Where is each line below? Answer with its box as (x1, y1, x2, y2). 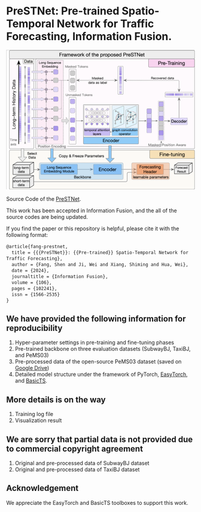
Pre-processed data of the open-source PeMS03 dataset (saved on (14, 358, 182, 365)
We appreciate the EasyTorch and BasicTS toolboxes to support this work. (6, 499, 188, 506)
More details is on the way (6, 394, 106, 405)
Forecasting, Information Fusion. (6, 30, 172, 43)
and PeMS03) (14, 352, 49, 359)
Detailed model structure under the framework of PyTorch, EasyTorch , (14, 371, 188, 378)
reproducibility (6, 323, 63, 333)
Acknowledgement (6, 483, 79, 493)
